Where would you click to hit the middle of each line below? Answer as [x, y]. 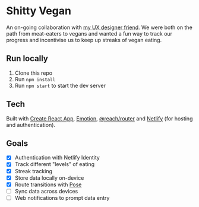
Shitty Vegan [39, 11]
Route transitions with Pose [48, 184]
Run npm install [35, 79]
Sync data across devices [46, 191]
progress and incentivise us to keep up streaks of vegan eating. [84, 40]
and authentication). [31, 125]
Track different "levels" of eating [55, 164]
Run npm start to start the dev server [60, 85]
